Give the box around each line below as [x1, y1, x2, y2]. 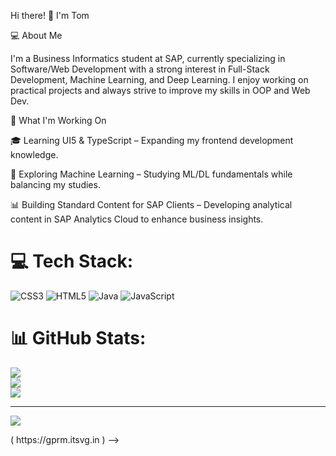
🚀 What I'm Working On [10, 115, 107, 126]
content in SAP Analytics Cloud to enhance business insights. [10, 213, 264, 225]
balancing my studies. [10, 179, 101, 190]
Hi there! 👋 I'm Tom [10, 10, 90, 21]
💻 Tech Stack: [10, 250, 134, 273]
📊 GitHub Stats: [10, 327, 147, 350]
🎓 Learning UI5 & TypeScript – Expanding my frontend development [10, 135, 294, 146]
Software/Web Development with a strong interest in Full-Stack [10, 63, 270, 75]
